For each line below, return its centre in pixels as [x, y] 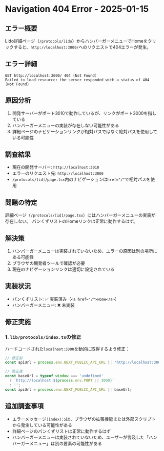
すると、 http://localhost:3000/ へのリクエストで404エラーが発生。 [82, 47]
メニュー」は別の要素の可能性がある [66, 443]
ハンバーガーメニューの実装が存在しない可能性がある [66, 125]
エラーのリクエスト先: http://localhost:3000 [58, 173]
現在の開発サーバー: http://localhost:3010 [55, 167]
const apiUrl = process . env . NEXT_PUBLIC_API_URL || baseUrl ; [69, 390]
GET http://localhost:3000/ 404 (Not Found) [51, 75]
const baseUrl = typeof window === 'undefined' [54, 376]
